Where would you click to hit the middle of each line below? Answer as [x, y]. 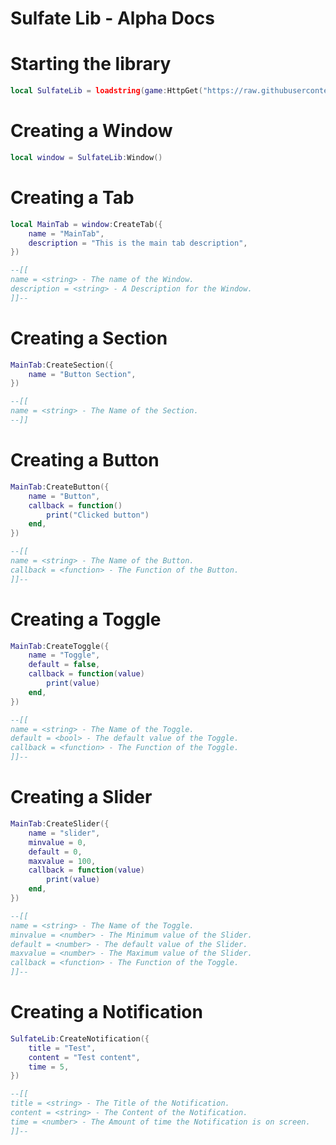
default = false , [64, 665]
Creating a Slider [81, 797]
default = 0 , [55, 852]
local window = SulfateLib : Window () [86, 157]
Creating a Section [89, 338]
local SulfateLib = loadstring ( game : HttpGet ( [106, 91]
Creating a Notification [106, 1012]
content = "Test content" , [84, 1057]
